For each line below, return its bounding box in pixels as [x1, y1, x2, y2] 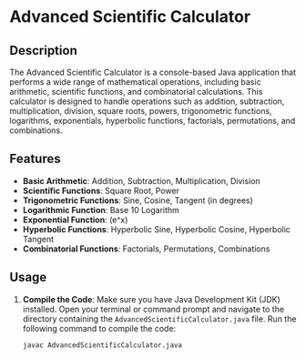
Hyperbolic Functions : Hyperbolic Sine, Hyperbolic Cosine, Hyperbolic [22, 223, 291, 234]
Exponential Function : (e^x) [22, 214, 128, 225]
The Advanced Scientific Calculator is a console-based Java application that [9, 67, 297, 77]
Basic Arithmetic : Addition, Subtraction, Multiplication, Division [22, 175, 261, 186]
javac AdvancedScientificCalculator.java [22, 340, 182, 350]
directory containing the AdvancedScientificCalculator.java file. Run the [22, 313, 297, 324]
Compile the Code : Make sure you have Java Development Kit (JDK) [22, 293, 280, 304]
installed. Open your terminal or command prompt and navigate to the [22, 303, 285, 314]
